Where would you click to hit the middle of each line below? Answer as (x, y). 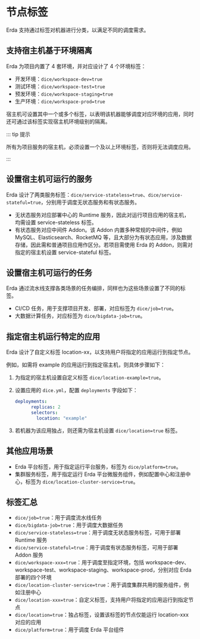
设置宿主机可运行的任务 (49, 273)
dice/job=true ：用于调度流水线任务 (58, 518)
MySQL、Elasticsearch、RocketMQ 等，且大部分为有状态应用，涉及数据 (103, 237)
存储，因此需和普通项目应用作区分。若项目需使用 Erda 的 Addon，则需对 (104, 244)
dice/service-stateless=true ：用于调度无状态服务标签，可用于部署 (98, 533)
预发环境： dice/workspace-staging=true (64, 94)
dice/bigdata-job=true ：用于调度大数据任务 (69, 525)
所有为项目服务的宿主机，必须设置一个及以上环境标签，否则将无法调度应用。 (100, 146)
